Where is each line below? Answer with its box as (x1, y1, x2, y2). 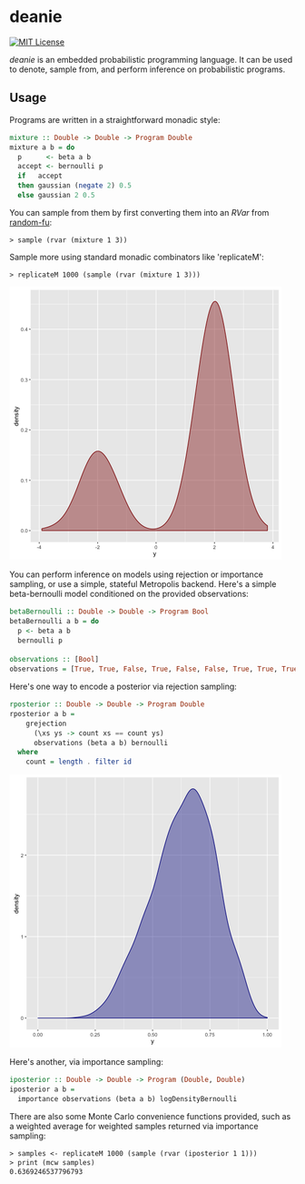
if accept (17, 171, 64, 181)
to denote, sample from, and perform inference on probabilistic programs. (9, 64, 286, 75)
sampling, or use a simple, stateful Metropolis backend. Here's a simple (9, 578, 277, 589)
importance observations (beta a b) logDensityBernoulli (17, 1094, 238, 1103)
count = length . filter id (25, 757, 132, 766)
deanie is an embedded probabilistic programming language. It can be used (9, 54, 293, 65)
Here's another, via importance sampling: (9, 1057, 163, 1068)
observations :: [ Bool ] (9, 655, 100, 664)
